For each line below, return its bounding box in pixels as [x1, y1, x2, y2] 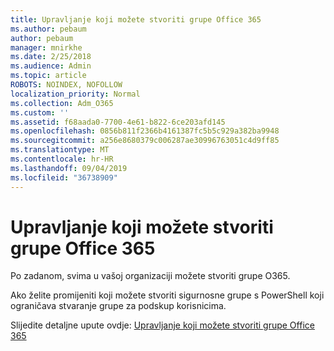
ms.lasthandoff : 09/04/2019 [10, 163, 128, 173]
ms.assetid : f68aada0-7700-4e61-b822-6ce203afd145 [10, 117, 226, 127]
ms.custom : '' [10, 107, 70, 118]
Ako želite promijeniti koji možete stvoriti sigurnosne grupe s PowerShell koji [10, 289, 325, 301]
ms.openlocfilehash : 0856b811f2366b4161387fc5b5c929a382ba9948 [10, 126, 280, 136]
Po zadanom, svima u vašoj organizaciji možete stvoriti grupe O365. [10, 270, 291, 282]
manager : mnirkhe [10, 42, 83, 53]
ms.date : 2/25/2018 [10, 52, 92, 62]
